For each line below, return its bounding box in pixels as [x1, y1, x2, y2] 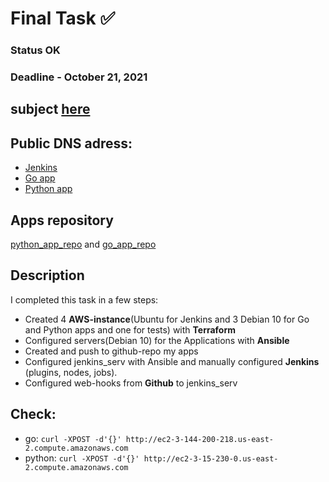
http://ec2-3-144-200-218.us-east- [125, 434, 275, 444]
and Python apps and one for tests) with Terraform [24, 323, 237, 336]
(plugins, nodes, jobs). [24, 366, 118, 378]
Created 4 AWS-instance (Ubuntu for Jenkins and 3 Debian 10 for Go [24, 313, 310, 325]
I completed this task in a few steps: [10, 293, 159, 306]
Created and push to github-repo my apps [24, 345, 199, 357]
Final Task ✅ [10, 7, 116, 30]
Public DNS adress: [10, 135, 133, 152]
